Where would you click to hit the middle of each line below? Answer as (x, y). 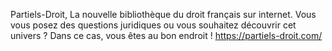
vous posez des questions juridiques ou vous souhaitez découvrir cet (153, 25)
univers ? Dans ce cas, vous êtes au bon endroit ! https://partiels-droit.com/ (166, 35)
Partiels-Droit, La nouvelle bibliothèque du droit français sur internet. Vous (163, 14)
